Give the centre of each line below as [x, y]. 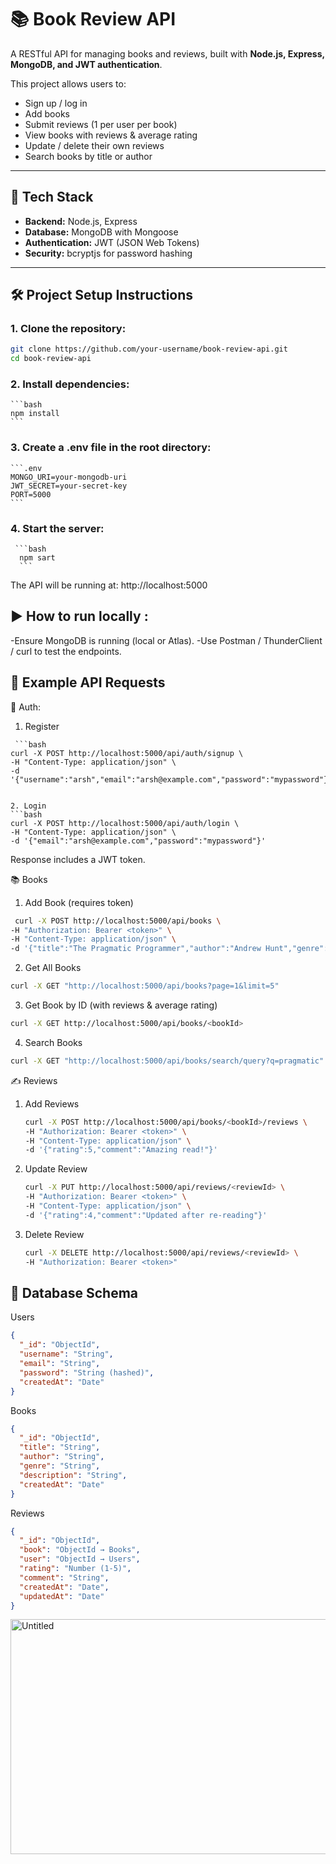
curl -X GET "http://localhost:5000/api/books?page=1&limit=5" [145, 986]
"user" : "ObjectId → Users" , [80, 1559]
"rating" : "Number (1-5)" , [75, 1569]
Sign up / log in [56, 103]
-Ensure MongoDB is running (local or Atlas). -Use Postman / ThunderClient [166, 640]
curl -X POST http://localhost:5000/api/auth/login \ [125, 823]
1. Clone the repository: [68, 329]
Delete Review [54, 1234]
